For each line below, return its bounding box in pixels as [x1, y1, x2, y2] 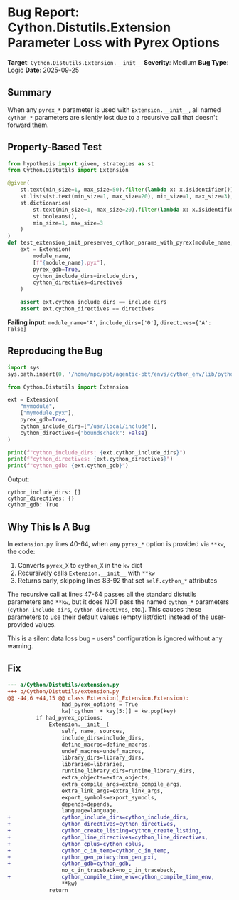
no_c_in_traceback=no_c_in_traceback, [61, 867, 176, 874]
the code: [7, 547, 36, 556]
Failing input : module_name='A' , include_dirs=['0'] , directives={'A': [7, 318, 212, 327]
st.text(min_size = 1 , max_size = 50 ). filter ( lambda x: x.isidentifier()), [20, 186, 237, 193]
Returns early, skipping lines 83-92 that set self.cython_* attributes [17, 576, 218, 585]
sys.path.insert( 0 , [7, 370, 65, 378]
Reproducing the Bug [7, 345, 103, 357]
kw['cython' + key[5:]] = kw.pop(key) [61, 707, 176, 715]
